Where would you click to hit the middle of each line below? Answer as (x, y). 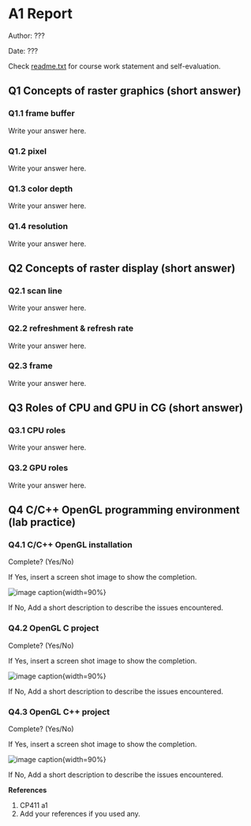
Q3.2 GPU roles (38, 468)
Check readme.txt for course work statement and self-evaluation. (114, 66)
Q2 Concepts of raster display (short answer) (122, 268)
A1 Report (40, 14)
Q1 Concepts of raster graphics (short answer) (125, 91)
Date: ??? (23, 50)
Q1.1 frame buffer (41, 114)
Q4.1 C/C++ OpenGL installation (70, 545)
